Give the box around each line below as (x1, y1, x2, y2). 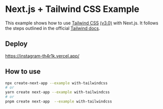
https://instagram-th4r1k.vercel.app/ (5, 53, 80, 59)
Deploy (5, 40, 28, 48)
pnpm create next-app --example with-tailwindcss (5, 99, 112, 104)
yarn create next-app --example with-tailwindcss (5, 90, 110, 95)
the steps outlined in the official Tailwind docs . (5, 25, 100, 31)
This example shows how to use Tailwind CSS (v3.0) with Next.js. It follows (5, 20, 159, 26)
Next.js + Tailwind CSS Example (5, 3, 140, 15)
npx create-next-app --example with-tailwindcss (5, 81, 108, 86)
